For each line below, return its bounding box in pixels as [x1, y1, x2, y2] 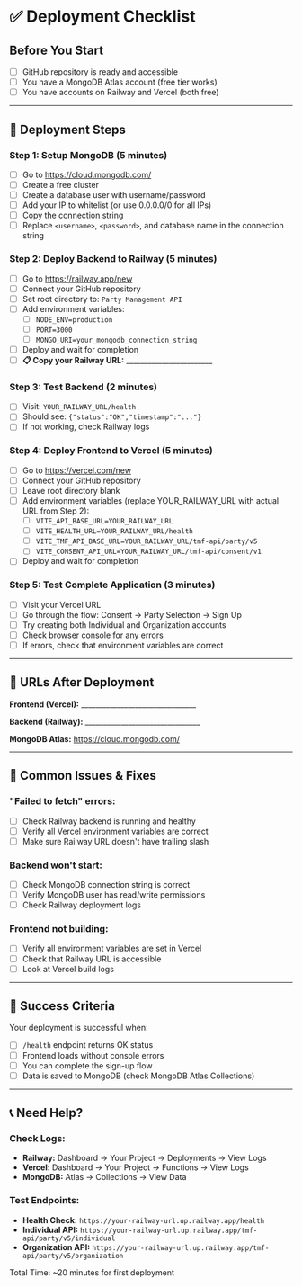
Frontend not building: [9, 923, 109, 935]
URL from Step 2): [22, 505, 90, 516]
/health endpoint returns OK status [22, 1040, 154, 1050]
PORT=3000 [35, 326, 74, 335]
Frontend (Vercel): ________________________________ [9, 699, 196, 710]
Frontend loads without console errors [22, 1050, 164, 1060]
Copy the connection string [22, 210, 124, 221]
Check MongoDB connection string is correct [22, 879, 191, 889]
